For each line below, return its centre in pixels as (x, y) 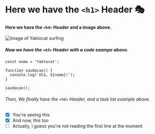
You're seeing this (31, 114)
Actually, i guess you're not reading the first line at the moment (77, 126)
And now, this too (30, 120)
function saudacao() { (29, 70)
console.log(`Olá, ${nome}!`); (42, 75)
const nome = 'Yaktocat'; (32, 62)
